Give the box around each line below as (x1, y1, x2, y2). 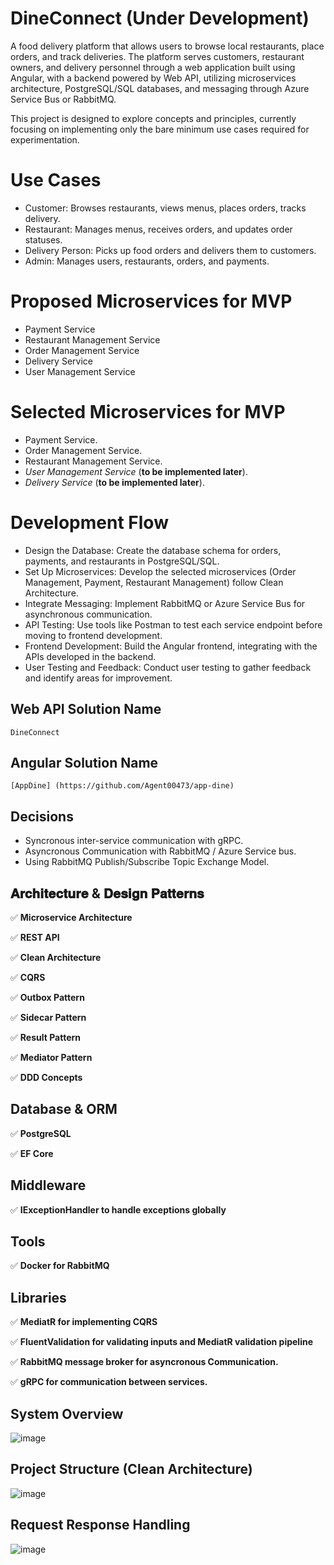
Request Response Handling (10, 1517, 191, 1534)
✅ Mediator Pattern (10, 1051, 93, 1063)
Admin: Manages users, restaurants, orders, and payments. (24, 255, 270, 267)
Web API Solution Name (10, 701, 162, 718)
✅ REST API (10, 931, 60, 943)
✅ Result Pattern (10, 1031, 82, 1043)
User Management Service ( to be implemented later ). (24, 465, 248, 477)
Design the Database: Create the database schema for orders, (24, 544, 282, 556)
